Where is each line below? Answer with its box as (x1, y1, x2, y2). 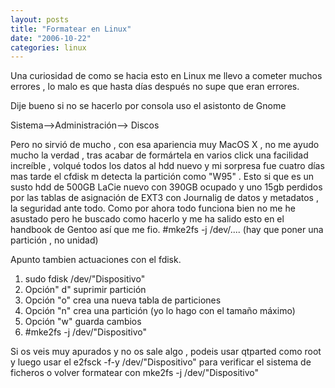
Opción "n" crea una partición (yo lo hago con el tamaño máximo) (24, 305, 296, 317)
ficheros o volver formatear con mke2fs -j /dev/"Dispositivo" (10, 367, 260, 379)
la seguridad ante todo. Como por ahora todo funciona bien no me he (10, 202, 296, 215)
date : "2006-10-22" (10, 33, 92, 43)
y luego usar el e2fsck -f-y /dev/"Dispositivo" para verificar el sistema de (10, 356, 312, 368)
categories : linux (10, 42, 87, 53)
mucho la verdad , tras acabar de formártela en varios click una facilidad (10, 149, 309, 161)
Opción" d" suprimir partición (24, 284, 147, 296)
